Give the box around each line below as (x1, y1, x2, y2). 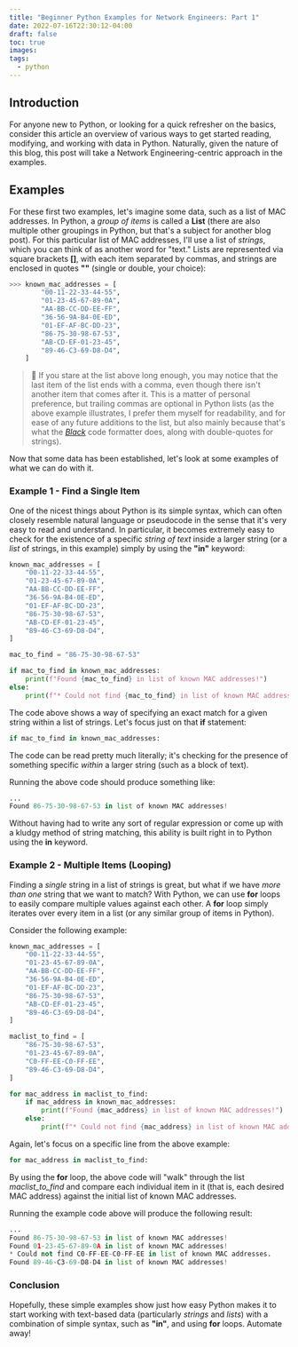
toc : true (9, 37, 46, 47)
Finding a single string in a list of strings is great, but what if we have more (9, 879, 281, 890)
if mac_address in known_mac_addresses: (25, 1097, 176, 1106)
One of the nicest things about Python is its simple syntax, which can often (9, 505, 282, 516)
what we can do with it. (9, 463, 95, 473)
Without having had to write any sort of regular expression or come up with (9, 818, 284, 828)
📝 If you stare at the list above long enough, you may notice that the (30, 370, 278, 381)
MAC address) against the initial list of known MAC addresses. (9, 1191, 237, 1201)
